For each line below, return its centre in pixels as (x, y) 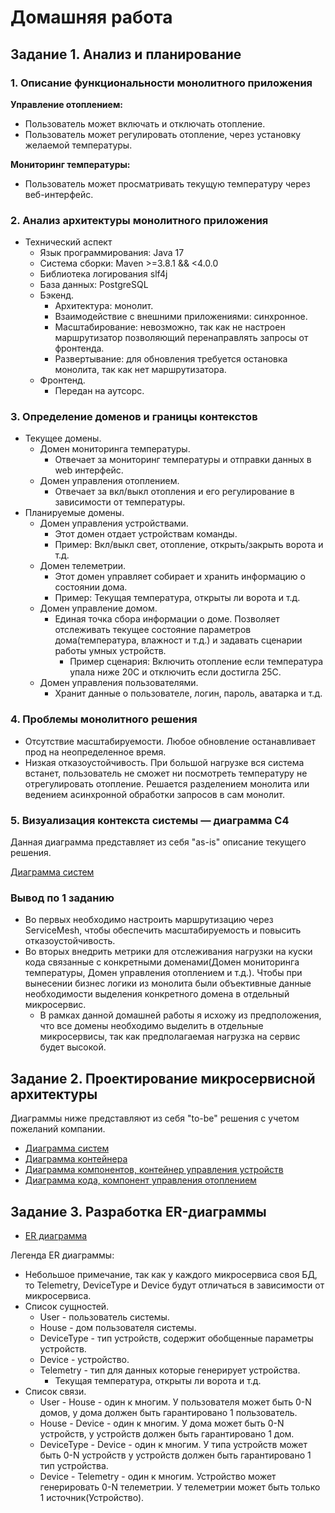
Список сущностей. (67, 1306)
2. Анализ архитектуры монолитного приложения (139, 220)
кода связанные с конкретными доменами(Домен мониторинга (162, 962)
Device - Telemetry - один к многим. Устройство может (158, 1476)
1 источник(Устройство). (92, 1497)
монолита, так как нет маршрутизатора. (140, 370)
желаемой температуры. (78, 145)
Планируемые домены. (74, 513)
